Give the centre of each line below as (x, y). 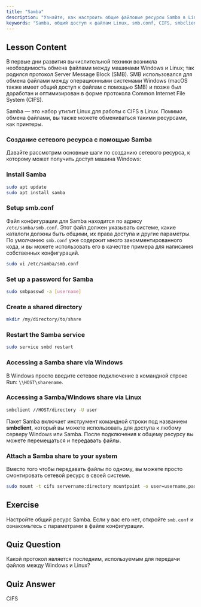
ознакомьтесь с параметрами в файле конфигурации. (75, 526)
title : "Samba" (25, 12)
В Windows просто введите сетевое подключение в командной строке (97, 376)
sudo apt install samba (36, 192)
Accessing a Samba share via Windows (65, 363)
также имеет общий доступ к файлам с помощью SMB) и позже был (94, 87)
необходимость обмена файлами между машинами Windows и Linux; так (100, 68)
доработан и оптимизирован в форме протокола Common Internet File (96, 93)
